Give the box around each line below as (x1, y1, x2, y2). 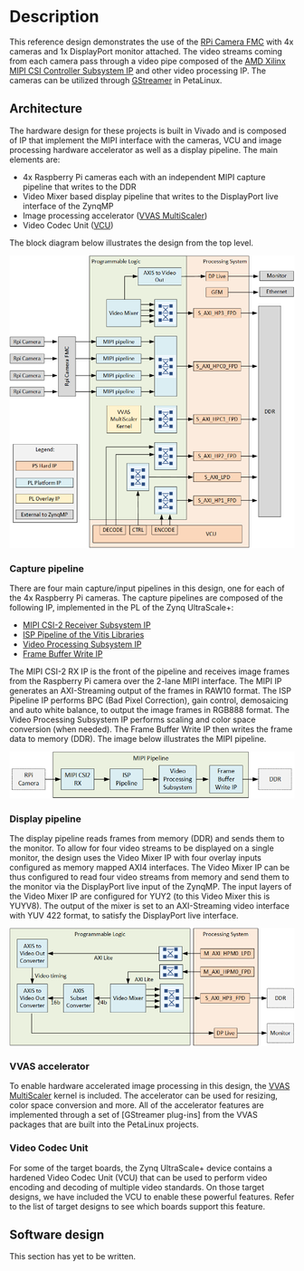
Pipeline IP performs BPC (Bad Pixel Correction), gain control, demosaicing (9, 695, 289, 706)
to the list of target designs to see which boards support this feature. (9, 1200, 265, 1211)
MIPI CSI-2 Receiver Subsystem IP (22, 620, 151, 631)
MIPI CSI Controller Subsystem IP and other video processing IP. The (9, 65, 267, 76)
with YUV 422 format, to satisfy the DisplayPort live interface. (9, 910, 239, 921)
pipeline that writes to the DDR (22, 181, 138, 192)
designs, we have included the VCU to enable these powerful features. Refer (9, 1191, 295, 1202)
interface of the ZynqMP (22, 200, 115, 211)
